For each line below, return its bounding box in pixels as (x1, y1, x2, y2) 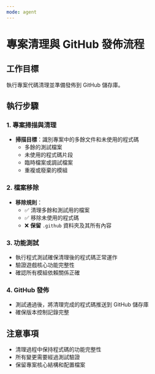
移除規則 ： (15, 198, 43, 206)
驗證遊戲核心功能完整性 (15, 261, 75, 268)
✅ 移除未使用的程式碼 (24, 214, 80, 221)
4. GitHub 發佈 (6, 286, 50, 294)
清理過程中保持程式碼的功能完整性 (15, 346, 102, 353)
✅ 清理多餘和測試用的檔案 (24, 206, 90, 214)
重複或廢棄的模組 (24, 166, 68, 174)
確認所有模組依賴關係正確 (15, 268, 80, 276)
